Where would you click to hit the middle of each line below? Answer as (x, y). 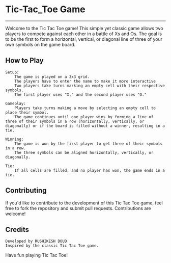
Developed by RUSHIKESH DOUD (36, 241)
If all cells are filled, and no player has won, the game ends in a (90, 170)
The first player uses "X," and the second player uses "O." (80, 95)
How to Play (25, 60)
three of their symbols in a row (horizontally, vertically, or (75, 121)
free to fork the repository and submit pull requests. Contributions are (78, 208)
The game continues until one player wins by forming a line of (84, 117)
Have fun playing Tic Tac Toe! (36, 255)
